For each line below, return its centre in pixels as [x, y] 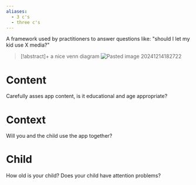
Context [26, 120]
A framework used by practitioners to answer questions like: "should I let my [98, 39]
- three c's [26, 22]
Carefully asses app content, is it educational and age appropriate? [87, 96]
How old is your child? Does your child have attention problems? [83, 176]
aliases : [17, 11]
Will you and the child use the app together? [59, 136]
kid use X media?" [28, 45]
